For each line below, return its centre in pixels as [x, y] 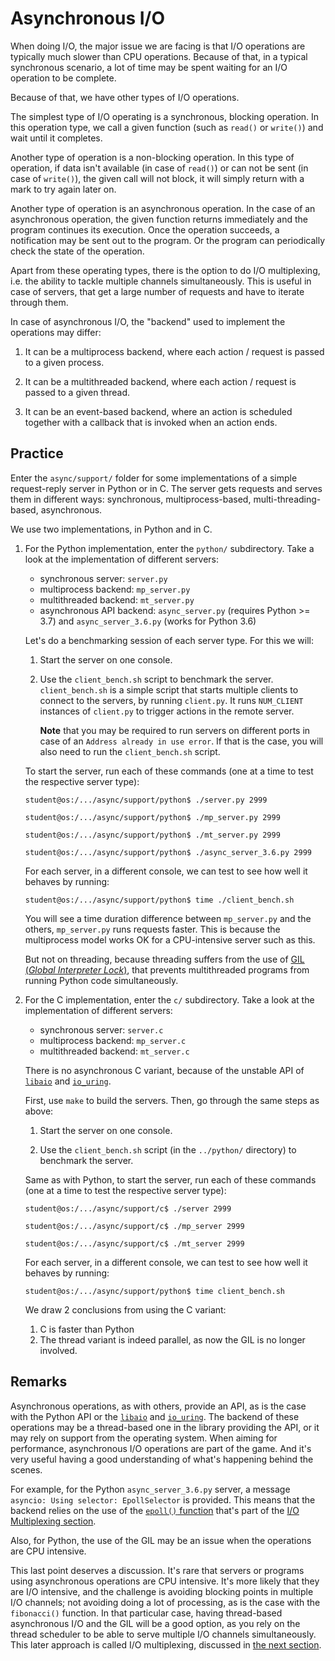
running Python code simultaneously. [101, 980]
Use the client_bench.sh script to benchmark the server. [156, 679]
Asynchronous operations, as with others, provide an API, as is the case [158, 1406]
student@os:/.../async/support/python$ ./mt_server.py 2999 [152, 835]
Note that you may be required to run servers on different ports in [175, 730]
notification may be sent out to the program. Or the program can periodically [168, 240]
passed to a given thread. [77, 392]
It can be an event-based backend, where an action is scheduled [158, 411]
